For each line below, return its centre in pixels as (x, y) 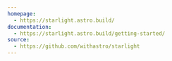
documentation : (30, 27)
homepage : (22, 14)
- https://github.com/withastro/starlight (77, 46)
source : (19, 40)
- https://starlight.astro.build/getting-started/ (90, 33)
